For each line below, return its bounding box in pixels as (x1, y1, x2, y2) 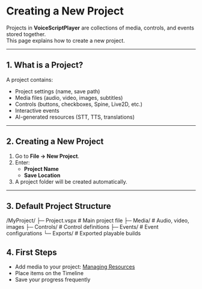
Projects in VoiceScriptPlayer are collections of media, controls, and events (6, 24, 194, 31)
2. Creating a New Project (6, 137, 104, 147)
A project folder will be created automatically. (14, 178, 127, 185)
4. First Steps (6, 247, 57, 257)
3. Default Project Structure (6, 200, 111, 211)
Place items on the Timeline (14, 270, 84, 277)
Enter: (14, 158, 30, 166)
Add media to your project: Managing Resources (14, 263, 135, 270)
